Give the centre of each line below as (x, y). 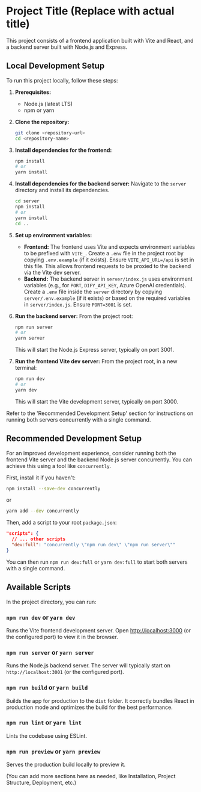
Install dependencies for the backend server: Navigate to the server (100, 184)
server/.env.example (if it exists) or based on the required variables (107, 298)
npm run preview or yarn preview (53, 751)
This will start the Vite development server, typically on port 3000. (97, 401)
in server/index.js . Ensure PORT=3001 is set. (78, 304)
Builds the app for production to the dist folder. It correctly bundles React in (100, 700)
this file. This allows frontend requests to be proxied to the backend (107, 266)
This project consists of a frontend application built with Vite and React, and (100, 40)
